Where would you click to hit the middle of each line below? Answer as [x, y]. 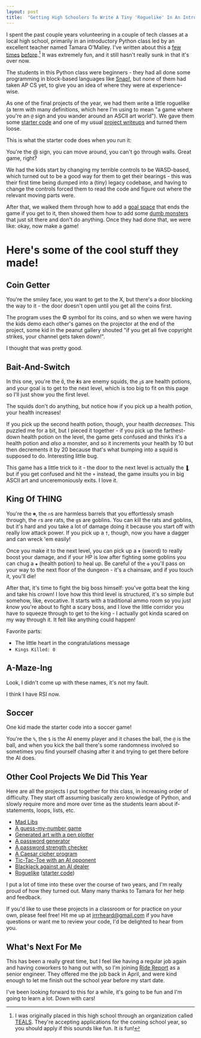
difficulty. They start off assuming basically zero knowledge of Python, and [99, 798]
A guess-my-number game [48, 828]
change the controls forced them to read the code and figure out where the [99, 189]
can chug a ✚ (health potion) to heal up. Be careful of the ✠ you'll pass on [96, 563]
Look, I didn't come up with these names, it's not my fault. [78, 682]
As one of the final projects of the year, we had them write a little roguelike [98, 103]
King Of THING [34, 499]
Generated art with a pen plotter [54, 835]
